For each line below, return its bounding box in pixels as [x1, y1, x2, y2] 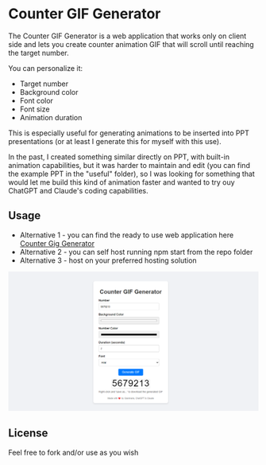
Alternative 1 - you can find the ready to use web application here [19, 230, 234, 240]
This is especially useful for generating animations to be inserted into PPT [8, 128, 250, 138]
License [8, 427, 48, 440]
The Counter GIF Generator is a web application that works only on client [8, 31, 247, 41]
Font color [19, 96, 54, 105]
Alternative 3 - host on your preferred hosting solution [19, 256, 197, 265]
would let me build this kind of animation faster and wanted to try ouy [8, 177, 236, 187]
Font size [19, 104, 50, 114]
